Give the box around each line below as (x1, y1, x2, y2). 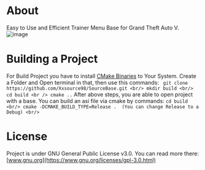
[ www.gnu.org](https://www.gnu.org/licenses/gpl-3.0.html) (6, 156, 157, 163)
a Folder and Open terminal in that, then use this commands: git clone (6, 79, 188, 86)
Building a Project (6, 52, 98, 66)
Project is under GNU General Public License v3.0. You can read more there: (6, 150, 199, 157)
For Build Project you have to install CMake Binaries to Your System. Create (6, 72, 196, 80)
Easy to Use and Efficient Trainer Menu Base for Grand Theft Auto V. (6, 24, 179, 31)
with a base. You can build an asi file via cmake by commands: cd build (6, 97, 188, 104)
